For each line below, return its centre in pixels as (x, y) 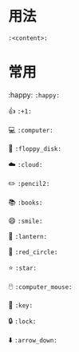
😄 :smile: (26, 220)
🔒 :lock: (22, 321)
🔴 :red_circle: (33, 251)
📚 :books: (26, 202)
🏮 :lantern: (28, 235)
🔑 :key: (21, 305)
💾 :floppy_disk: (35, 148)
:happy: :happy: (34, 95)
